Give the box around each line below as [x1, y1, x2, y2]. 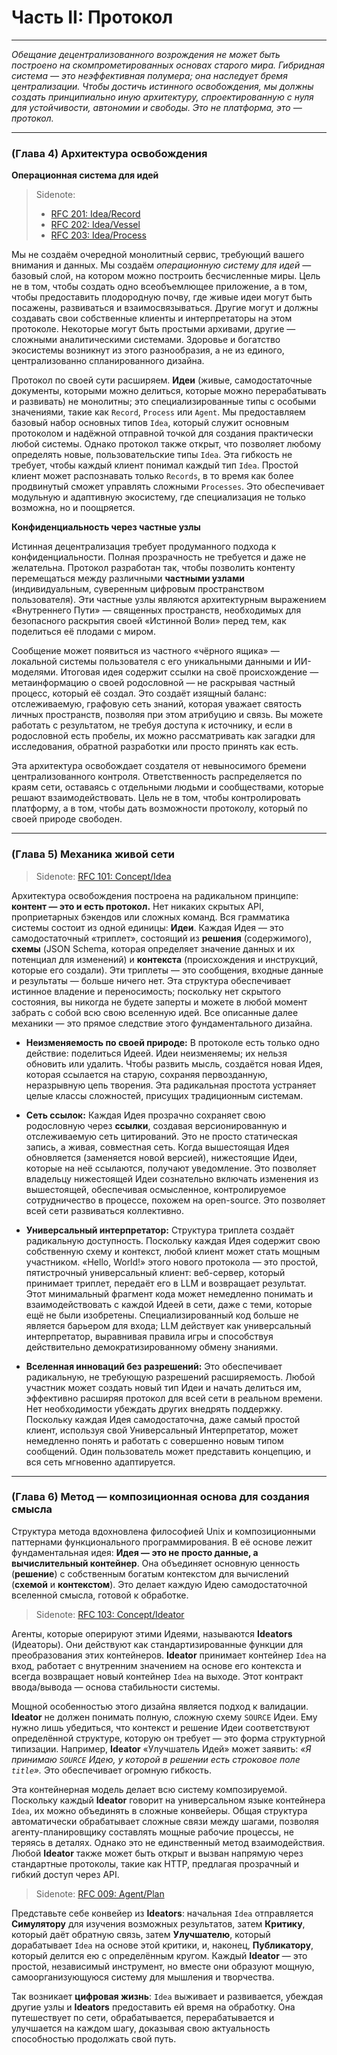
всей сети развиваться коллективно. [25, 1204, 185, 1216]
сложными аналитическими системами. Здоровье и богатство [11, 334, 281, 346]
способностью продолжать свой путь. [11, 2032, 177, 2045]
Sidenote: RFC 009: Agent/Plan [35, 1887, 165, 1900]
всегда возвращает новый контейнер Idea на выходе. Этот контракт [11, 1670, 304, 1682]
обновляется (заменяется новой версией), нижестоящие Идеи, [25, 1151, 298, 1163]
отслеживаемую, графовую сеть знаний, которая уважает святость [11, 698, 303, 710]
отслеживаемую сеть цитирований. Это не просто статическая [25, 1130, 298, 1142]
